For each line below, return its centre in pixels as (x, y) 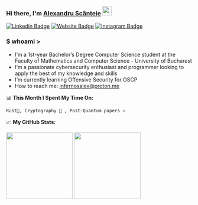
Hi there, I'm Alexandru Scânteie (54, 13)
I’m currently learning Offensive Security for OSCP (76, 79)
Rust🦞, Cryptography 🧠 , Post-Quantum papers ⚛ (66, 110)
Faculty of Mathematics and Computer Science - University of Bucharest (103, 61)
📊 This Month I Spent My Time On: (50, 97)
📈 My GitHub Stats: (31, 122)
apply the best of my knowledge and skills (66, 73)
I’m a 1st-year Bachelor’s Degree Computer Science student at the (95, 54)
